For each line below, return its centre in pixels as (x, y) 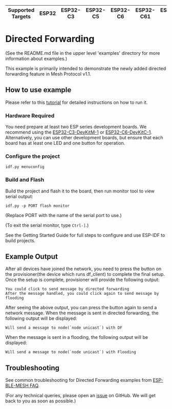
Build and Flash (25, 180)
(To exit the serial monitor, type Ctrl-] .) (47, 225)
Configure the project (33, 156)
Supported (21, 10)
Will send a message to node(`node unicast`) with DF (64, 328)
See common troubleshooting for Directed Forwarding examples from (79, 380)
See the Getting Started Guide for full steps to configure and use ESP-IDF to (85, 235)
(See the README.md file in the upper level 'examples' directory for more (83, 53)
